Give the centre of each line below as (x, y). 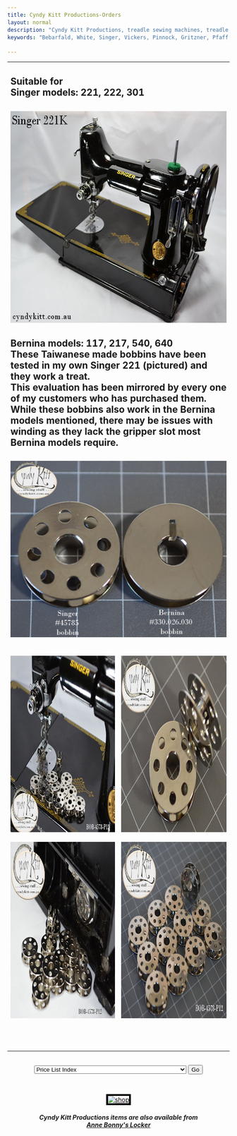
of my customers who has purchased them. (108, 399)
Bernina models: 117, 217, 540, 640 (92, 343)
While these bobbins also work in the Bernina (113, 410)
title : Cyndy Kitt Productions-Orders (64, 15)
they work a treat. (50, 376)
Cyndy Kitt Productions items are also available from (119, 1118)
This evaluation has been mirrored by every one (119, 388)
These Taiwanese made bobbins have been (108, 355)
